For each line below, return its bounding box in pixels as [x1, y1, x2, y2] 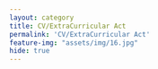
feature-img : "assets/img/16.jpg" [9, 38, 139, 47]
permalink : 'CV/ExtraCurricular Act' [9, 30, 151, 39]
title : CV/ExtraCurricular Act [9, 22, 127, 30]
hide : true [9, 47, 50, 56]
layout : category [9, 13, 75, 22]
